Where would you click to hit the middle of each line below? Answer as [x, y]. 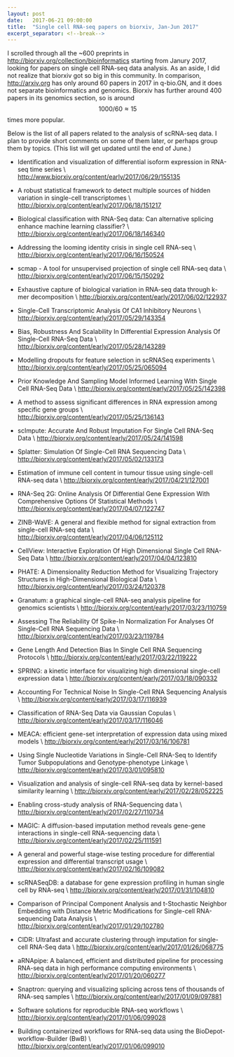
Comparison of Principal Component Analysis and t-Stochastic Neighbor [122, 904]
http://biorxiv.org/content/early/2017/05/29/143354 [91, 318]
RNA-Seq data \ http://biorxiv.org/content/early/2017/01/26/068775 [126, 947]
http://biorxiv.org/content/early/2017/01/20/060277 [91, 976]
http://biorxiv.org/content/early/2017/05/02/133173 [91, 459]
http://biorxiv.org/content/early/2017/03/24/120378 [91, 587]
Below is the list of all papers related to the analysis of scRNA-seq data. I [112, 133]
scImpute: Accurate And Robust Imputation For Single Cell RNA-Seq [115, 431]
